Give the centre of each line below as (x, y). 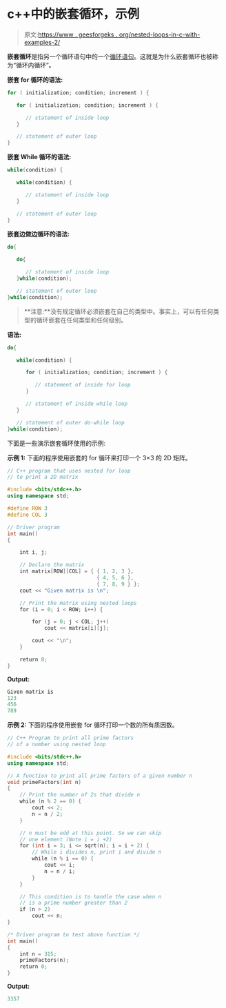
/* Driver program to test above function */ (73, 934)
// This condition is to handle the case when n (91, 896)
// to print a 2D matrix (43, 477)
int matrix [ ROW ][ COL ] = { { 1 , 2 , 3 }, (77, 572)
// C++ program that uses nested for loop (69, 471)
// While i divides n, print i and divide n (97, 852)
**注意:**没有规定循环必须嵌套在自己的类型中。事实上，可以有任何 (119, 311)
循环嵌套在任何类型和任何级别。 (82, 320)
